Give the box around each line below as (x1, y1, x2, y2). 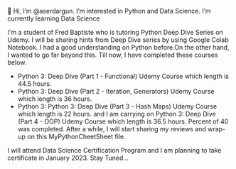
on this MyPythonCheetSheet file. (27, 132, 126, 141)
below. (7, 58, 27, 67)
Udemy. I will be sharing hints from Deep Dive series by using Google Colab (7, 36, 229, 44)
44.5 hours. (17, 80, 52, 88)
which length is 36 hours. (17, 94, 92, 103)
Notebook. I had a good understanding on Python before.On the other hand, (7, 43, 230, 51)
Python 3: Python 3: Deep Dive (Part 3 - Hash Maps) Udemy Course (17, 102, 218, 110)
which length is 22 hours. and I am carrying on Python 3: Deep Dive (17, 110, 216, 118)
